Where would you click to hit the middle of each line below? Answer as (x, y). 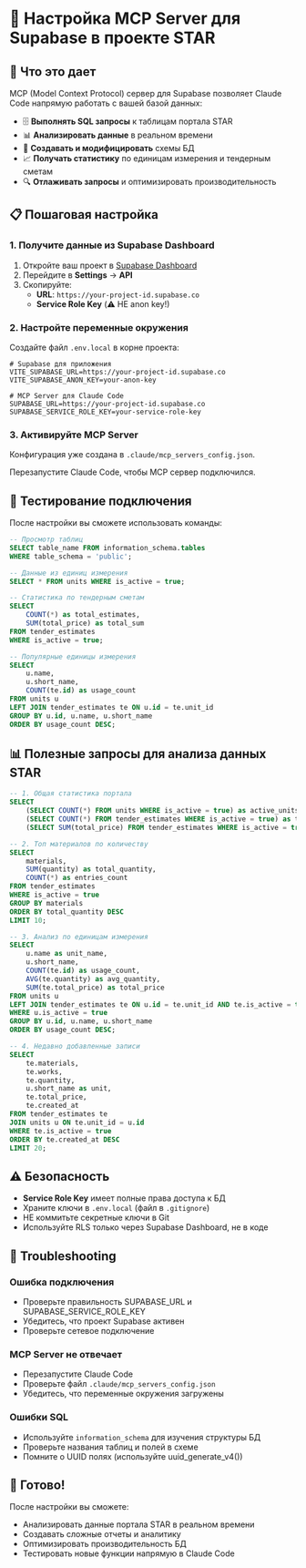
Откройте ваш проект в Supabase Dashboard (110, 265)
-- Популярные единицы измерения (73, 656)
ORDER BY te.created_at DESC (65, 1139)
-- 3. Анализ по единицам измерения (79, 937)
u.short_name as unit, (69, 1089)
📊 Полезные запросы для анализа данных (138, 754)
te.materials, (52, 1063)
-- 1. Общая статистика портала (71, 794)
